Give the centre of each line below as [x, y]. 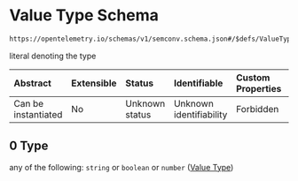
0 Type [29, 146]
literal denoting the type [53, 56]
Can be [29, 103]
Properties [259, 88]
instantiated [38, 114]
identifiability [200, 114]
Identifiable [198, 83]
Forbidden [258, 109]
